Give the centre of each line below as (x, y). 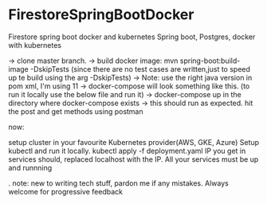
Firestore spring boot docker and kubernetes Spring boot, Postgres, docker (132, 37)
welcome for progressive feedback (66, 191)
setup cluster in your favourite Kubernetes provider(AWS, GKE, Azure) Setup (134, 142)
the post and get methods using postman (76, 111)
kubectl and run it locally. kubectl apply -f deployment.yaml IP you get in (127, 151)
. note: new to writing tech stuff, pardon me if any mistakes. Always (118, 183)
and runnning (30, 167)
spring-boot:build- (210, 61)
